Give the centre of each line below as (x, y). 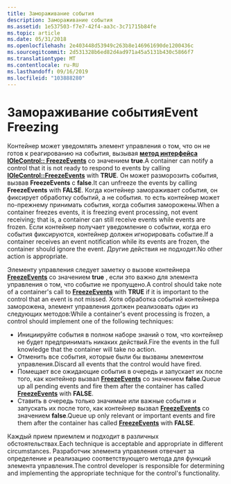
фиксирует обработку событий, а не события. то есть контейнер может (113, 197)
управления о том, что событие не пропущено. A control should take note (114, 285)
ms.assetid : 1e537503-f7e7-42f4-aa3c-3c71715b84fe (82, 26)
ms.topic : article (34, 33)
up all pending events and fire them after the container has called (110, 386)
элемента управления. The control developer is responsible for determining (116, 466)
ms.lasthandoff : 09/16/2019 (48, 71)
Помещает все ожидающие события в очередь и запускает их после (120, 372)
